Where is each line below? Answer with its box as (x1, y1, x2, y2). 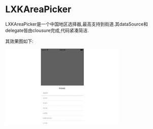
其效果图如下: (5, 38, 34, 44)
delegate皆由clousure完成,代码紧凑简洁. (5, 27, 89, 34)
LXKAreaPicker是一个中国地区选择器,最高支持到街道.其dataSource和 (5, 21, 148, 27)
